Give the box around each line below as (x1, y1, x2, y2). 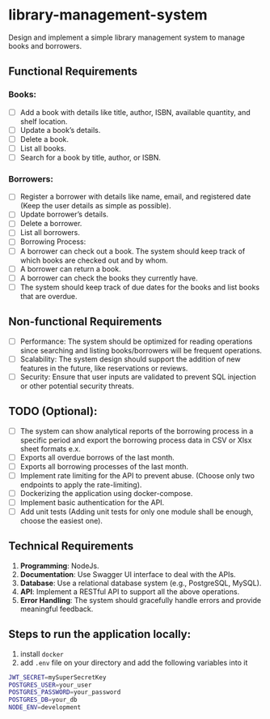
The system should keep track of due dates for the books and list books (19, 282, 260, 292)
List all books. (19, 143, 67, 153)
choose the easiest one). (19, 516, 103, 526)
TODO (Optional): (8, 404, 98, 418)
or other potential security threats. (19, 381, 135, 391)
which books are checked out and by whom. (19, 255, 168, 265)
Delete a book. (19, 134, 70, 143)
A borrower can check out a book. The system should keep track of (19, 246, 246, 256)
